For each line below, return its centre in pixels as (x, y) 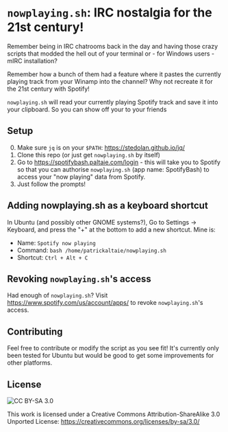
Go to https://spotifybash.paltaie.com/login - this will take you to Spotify (118, 162)
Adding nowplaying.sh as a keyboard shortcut (108, 206)
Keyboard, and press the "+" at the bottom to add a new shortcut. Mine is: (111, 229)
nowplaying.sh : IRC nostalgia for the (110, 13)
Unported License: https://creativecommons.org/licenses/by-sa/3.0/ (103, 421)
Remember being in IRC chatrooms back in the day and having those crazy (113, 46)
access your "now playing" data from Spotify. (81, 177)
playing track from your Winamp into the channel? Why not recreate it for (110, 81)
